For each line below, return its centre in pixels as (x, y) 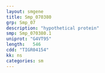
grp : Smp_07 (21, 22)
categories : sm (25, 61)
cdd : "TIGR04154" (28, 50)
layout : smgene (25, 11)
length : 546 (24, 45)
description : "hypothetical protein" (53, 28)
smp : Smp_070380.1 (29, 34)
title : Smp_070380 (29, 17)
